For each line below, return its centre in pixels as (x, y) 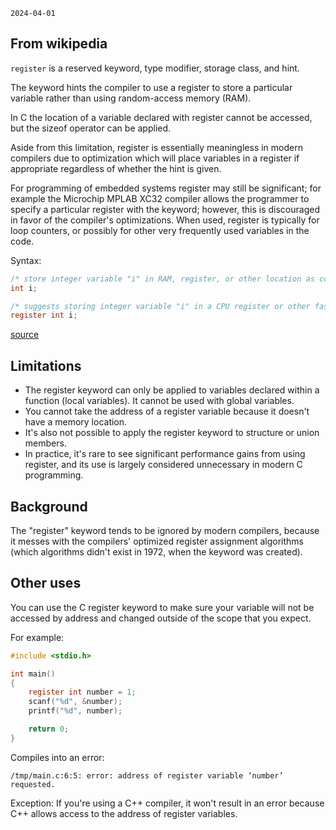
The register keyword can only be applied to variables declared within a (172, 390)
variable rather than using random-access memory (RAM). (131, 98)
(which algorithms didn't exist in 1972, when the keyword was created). (156, 551)
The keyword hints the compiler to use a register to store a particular (151, 87)
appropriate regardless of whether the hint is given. (116, 168)
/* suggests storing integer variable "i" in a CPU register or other (160, 306)
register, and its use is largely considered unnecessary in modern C (163, 465)
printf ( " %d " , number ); (75, 711)
